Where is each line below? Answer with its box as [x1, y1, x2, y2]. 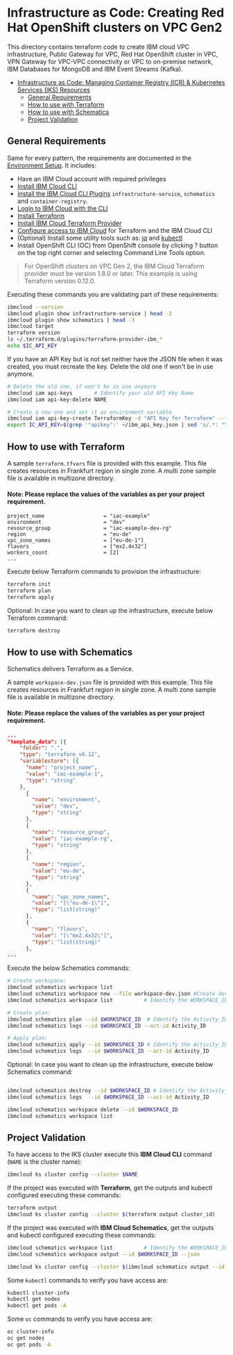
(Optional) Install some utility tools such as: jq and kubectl [17, 233, 182, 242]
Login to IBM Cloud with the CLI [17, 204, 108, 213]
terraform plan [7, 587, 51, 595]
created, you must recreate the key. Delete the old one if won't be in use [7, 362, 214, 370]
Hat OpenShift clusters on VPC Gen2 [7, 19, 223, 35]
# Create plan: [7, 1009, 51, 1016]
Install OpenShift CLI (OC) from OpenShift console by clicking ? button [17, 241, 218, 249]
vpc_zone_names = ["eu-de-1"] [7, 537, 144, 544]
